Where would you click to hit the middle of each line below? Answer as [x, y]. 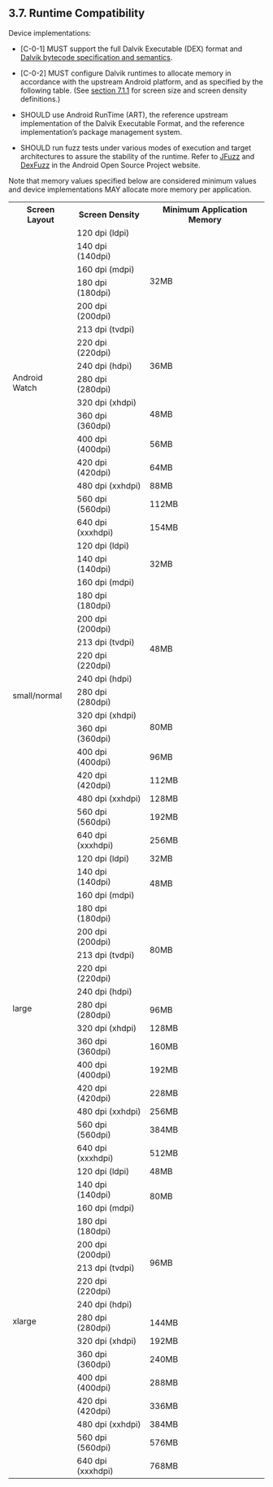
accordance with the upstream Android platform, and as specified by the [142, 81]
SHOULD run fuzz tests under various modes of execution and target [136, 147]
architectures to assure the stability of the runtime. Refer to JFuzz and [137, 156]
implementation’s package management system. [101, 132]
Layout [41, 219]
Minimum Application [205, 209]
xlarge [24, 1321]
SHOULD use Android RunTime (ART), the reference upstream [124, 115]
